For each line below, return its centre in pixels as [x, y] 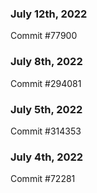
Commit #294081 [46, 83]
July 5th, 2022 [46, 109]
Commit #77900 [44, 36]
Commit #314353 [46, 131]
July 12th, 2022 [49, 14]
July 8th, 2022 [46, 62]
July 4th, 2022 [47, 157]
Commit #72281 [43, 179]
